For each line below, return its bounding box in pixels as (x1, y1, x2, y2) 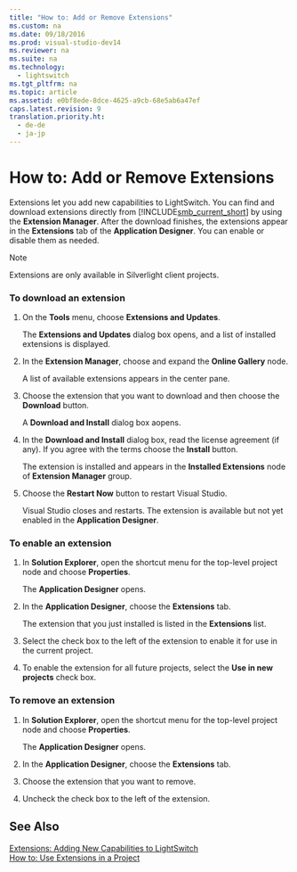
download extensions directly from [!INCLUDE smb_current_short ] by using (9, 206, 283, 217)
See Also (9, 819, 60, 835)
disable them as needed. (9, 234, 100, 245)
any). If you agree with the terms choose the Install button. (21, 444, 238, 455)
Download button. (21, 400, 89, 411)
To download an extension (9, 292, 126, 304)
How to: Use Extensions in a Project (9, 852, 140, 863)
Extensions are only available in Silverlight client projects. (9, 269, 220, 280)
